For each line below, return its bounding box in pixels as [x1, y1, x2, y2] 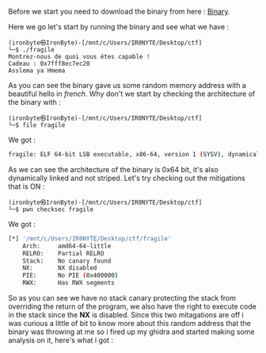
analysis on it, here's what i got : [8, 336, 113, 344]
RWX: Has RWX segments [22, 279, 115, 287]
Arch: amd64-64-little [22, 242, 112, 250]
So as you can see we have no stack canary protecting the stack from [8, 294, 236, 302]
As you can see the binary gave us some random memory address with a [8, 81, 247, 90]
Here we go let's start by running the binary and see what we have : [8, 22, 230, 31]
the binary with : [8, 98, 62, 106]
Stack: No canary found [22, 257, 112, 265]
